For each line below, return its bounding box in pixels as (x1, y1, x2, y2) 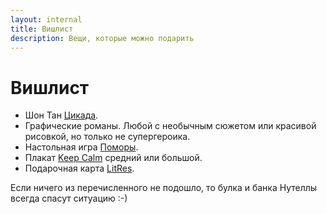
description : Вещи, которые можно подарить (10, 33, 195, 43)
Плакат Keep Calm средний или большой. (24, 152, 203, 164)
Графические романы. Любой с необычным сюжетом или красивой (24, 120, 317, 132)
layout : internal (10, 14, 83, 25)
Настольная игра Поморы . (24, 141, 139, 153)
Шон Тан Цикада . (24, 109, 99, 121)
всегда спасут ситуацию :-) (10, 192, 128, 205)
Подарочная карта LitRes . (24, 162, 135, 175)
